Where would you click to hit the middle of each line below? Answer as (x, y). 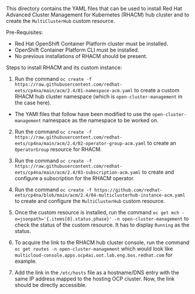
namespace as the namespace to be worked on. (100, 120)
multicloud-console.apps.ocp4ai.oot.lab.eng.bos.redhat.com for (93, 255)
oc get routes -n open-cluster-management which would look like (94, 249)
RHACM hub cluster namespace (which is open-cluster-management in (98, 97)
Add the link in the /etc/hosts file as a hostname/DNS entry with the (97, 273)
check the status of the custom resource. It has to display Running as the (102, 225)
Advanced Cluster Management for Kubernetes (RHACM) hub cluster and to (97, 15)
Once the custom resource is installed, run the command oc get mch (97, 212)
